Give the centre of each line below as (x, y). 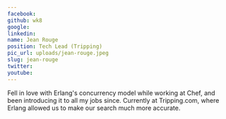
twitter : (20, 66)
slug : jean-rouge (33, 60)
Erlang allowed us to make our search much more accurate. (94, 108)
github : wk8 (25, 20)
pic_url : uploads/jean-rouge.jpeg (58, 54)
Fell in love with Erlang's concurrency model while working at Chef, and (111, 93)
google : (19, 27)
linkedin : (22, 33)
